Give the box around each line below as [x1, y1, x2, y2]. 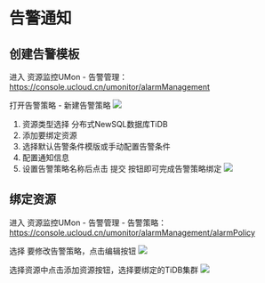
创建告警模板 [9, 46, 80, 61]
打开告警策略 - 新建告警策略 [9, 100, 111, 110]
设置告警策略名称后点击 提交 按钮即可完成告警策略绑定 [21, 164, 222, 174]
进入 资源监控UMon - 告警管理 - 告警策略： [9, 217, 167, 228]
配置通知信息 [21, 152, 69, 163]
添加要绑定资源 [21, 130, 77, 141]
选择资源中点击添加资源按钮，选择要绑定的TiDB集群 [9, 264, 198, 275]
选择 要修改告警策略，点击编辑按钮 [9, 246, 136, 256]
